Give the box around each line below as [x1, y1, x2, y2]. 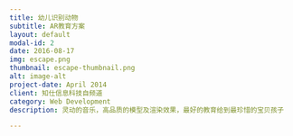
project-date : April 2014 [9, 80, 107, 89]
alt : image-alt [9, 72, 67, 81]
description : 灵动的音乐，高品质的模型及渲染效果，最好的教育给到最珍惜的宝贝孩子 [9, 105, 285, 114]
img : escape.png [9, 55, 71, 64]
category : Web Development [9, 96, 111, 106]
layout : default [9, 30, 71, 39]
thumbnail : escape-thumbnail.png [9, 64, 136, 73]
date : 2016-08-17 [9, 47, 75, 56]
